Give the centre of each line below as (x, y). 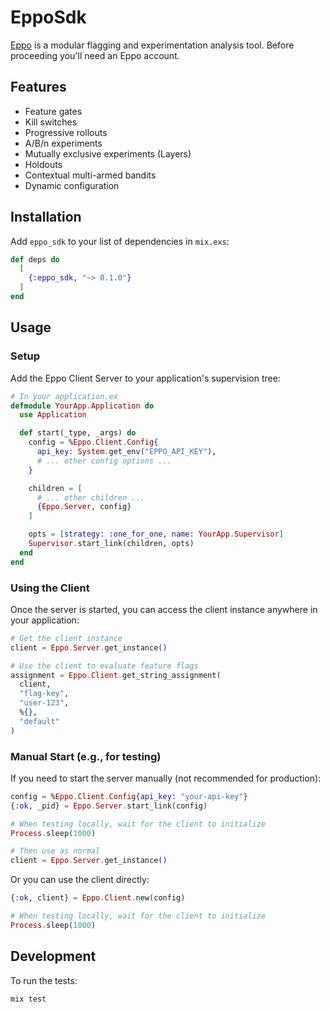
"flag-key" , (44, 694)
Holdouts (43, 164)
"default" (39, 721)
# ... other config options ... (104, 461)
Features (38, 87)
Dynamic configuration (72, 185)
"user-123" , (44, 703)
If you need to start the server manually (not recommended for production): (166, 778)
